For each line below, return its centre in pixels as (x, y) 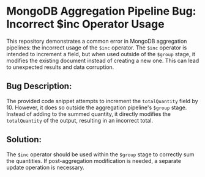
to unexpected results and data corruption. (60, 67)
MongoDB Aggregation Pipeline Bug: (101, 11)
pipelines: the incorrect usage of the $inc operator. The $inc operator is (97, 48)
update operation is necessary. (45, 167)
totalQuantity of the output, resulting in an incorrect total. (80, 120)
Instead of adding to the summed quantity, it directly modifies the (89, 114)
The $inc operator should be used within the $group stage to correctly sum (100, 154)
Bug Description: (39, 86)
